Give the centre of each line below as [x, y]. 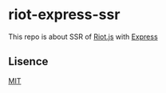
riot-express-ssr [64, 15]
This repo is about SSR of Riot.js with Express [83, 37]
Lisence [28, 62]
